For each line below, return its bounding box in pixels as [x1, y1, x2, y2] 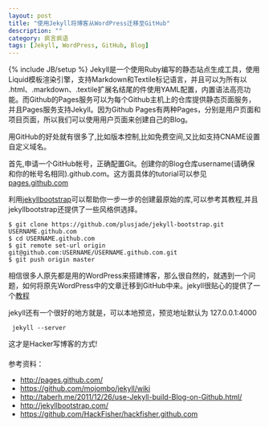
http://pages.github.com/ [19, 375, 104, 385]
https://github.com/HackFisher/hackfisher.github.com [19, 409, 198, 419]
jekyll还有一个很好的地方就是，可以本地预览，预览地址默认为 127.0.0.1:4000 [8, 308, 257, 318]
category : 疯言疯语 [8, 34, 69, 43]
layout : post [8, 11, 52, 20]
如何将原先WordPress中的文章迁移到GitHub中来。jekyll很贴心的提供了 [22, 281, 254, 291]
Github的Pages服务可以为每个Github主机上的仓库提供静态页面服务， [29, 95, 256, 104]
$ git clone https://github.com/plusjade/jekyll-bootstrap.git [8, 221, 225, 229]
